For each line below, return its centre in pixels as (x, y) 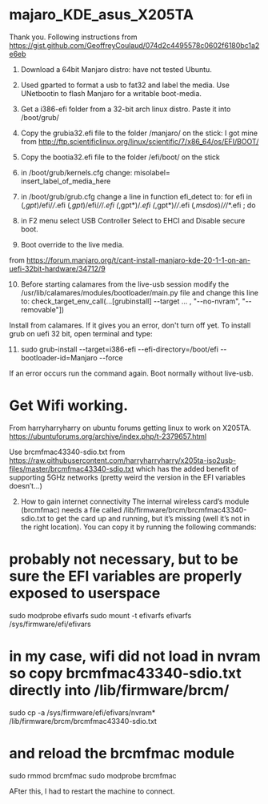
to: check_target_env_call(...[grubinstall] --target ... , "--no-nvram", (130, 301)
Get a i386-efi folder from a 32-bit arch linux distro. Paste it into (126, 109)
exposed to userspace (85, 593)
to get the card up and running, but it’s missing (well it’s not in (149, 518)
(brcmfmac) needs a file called (71, 509)
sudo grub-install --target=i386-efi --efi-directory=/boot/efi (120, 349)
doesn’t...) (26, 485)
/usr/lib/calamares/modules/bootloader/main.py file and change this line (140, 292)
